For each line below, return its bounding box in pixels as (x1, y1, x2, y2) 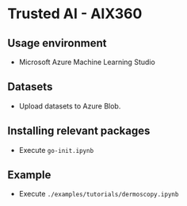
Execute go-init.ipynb (18, 145, 94, 154)
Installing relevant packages (7, 124, 151, 138)
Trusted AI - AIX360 (7, 5, 143, 23)
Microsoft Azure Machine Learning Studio (18, 57, 155, 67)
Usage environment (7, 36, 108, 50)
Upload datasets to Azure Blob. (18, 101, 121, 111)
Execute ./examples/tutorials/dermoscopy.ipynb (18, 189, 179, 199)
